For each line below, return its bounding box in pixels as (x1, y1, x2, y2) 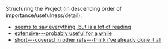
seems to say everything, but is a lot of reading (14, 24, 131, 30)
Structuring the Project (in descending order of (5, 5, 122, 12)
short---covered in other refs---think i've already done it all (14, 36, 162, 43)
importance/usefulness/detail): (5, 11, 82, 19)
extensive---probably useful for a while (14, 30, 113, 37)
